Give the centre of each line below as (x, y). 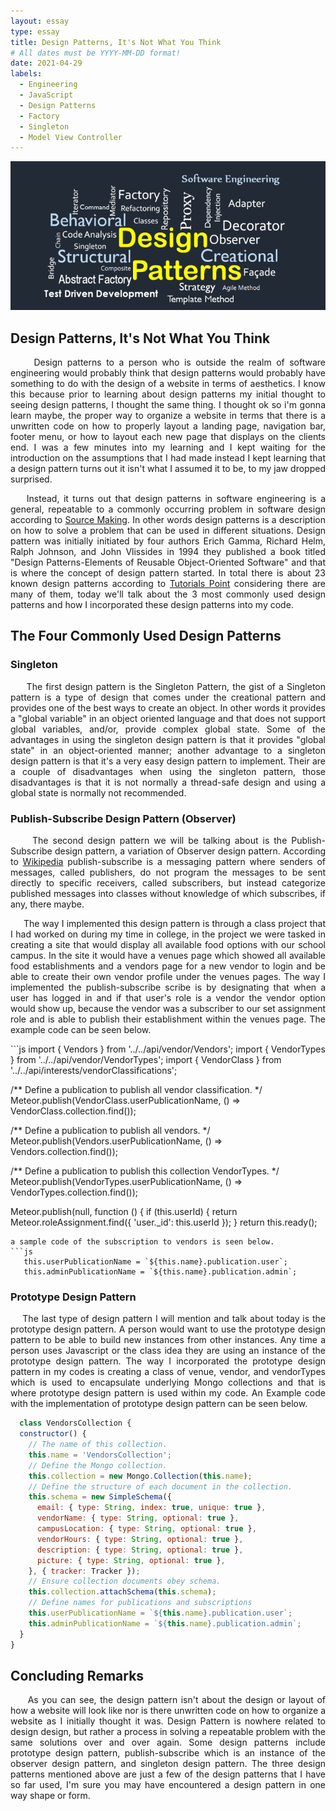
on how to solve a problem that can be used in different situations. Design (168, 531)
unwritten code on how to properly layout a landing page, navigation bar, (168, 426)
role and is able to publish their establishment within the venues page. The (168, 1019)
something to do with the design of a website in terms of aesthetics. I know (168, 384)
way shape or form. (50, 1796)
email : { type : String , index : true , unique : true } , (151, 1508)
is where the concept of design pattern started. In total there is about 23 (168, 573)
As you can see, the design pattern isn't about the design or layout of (176, 1700)
